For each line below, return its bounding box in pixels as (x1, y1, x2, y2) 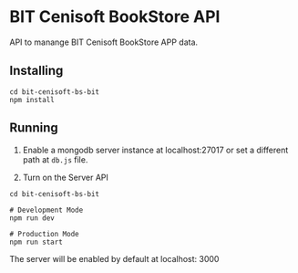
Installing (9, 63, 64, 79)
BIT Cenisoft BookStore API (9, 6, 221, 27)
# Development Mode (9, 205, 84, 215)
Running (9, 121, 59, 136)
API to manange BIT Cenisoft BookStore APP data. (9, 37, 199, 47)
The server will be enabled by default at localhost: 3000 (9, 253, 220, 264)
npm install (9, 95, 55, 104)
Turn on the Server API (22, 172, 109, 183)
